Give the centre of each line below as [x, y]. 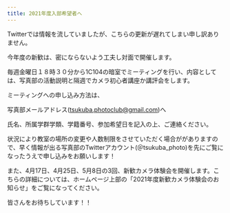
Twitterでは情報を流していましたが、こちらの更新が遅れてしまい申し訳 [107, 34]
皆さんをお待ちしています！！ [49, 202]
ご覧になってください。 [70, 188]
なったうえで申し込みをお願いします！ [61, 156]
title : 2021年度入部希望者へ [45, 13]
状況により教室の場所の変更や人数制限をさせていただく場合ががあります [109, 139]
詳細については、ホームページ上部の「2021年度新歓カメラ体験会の [119, 179]
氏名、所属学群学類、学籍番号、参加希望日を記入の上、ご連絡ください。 [109, 124]
